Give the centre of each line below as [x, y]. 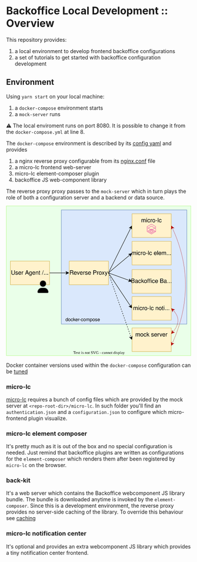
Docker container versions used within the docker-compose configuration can [98, 365]
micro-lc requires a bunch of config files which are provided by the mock [95, 399]
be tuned [17, 371]
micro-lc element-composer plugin [57, 173]
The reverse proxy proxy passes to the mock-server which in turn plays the [96, 191]
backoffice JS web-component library [61, 180]
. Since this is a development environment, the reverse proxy [101, 506]
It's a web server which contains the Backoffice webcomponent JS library [96, 493]
